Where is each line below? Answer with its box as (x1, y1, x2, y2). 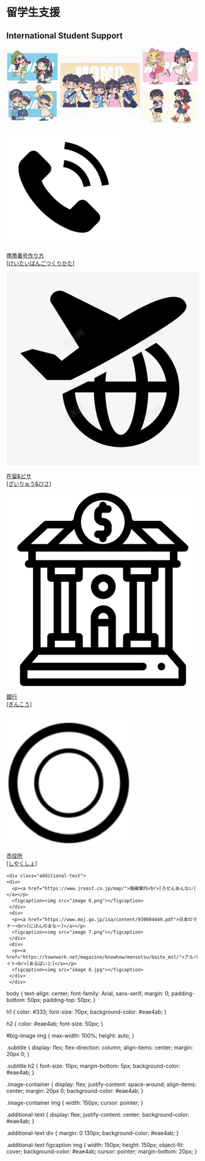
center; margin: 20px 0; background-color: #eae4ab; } (6, 1087, 144, 1095)
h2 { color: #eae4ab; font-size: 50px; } (6, 1020, 103, 1028)
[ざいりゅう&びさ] (6, 480, 52, 488)
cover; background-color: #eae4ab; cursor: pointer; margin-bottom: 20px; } (6, 1148, 198, 1155)
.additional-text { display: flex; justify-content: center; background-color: (6, 1111, 190, 1119)
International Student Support (6, 30, 123, 40)
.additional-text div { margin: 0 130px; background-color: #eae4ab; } (6, 1130, 179, 1137)
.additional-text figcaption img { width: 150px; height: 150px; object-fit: (6, 1141, 184, 1149)
